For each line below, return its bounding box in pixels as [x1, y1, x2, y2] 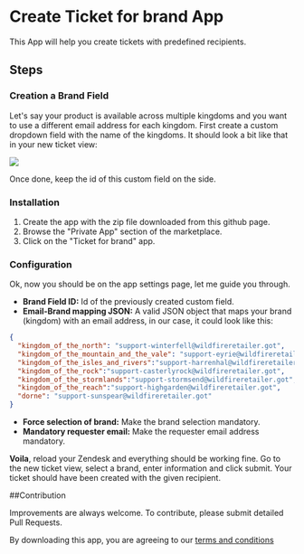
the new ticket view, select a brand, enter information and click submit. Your [9, 463, 292, 474]
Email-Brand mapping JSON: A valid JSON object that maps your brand [22, 305, 292, 317]
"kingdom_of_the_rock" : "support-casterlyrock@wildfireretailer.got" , [17, 366, 285, 376]
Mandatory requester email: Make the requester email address [22, 427, 260, 437]
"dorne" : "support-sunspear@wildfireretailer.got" [17, 391, 213, 401]
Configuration [9, 258, 72, 270]
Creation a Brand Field [9, 89, 109, 102]
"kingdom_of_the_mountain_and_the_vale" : [17, 350, 176, 359]
